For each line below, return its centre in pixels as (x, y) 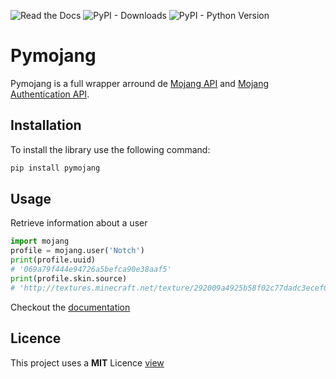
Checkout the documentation (70, 307)
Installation (46, 125)
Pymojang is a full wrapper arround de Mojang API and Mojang (140, 83)
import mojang (40, 241)
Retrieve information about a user (79, 223)
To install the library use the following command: (110, 149)
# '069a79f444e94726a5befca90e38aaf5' (91, 270)
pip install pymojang (55, 168)
